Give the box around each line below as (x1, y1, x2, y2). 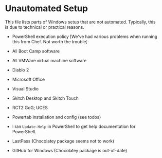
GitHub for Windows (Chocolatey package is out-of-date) (12, 147, 127, 153)
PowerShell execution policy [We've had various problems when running (12, 34, 158, 39)
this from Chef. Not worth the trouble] (12, 38, 88, 44)
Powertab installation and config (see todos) (12, 114, 101, 120)
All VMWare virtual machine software (12, 57, 87, 63)
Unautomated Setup (5, 3, 88, 14)
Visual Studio (12, 86, 39, 91)
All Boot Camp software (12, 48, 60, 54)
